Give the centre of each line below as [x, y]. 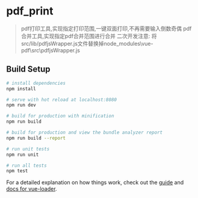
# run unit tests [28, 149]
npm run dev [21, 105]
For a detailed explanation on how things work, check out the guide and [95, 182]
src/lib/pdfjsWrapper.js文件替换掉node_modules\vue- [87, 43]
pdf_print [30, 11]
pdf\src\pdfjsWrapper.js [50, 50]
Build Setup [28, 70]
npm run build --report [36, 138]
